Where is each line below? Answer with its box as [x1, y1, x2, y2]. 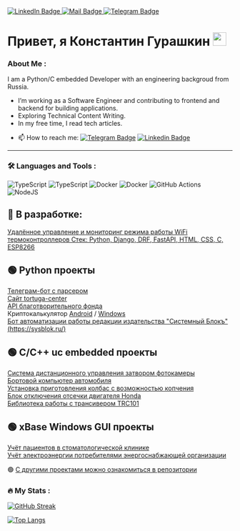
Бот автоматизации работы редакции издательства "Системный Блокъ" [7, 317, 229, 326]
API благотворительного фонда [7, 302, 103, 310]
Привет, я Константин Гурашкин [7, 34, 211, 49]
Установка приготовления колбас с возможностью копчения [7, 384, 194, 392]
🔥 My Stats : [7, 485, 51, 495]
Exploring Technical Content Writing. [17, 111, 126, 120]
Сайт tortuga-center [7, 294, 68, 303]
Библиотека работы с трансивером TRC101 [7, 400, 139, 408]
